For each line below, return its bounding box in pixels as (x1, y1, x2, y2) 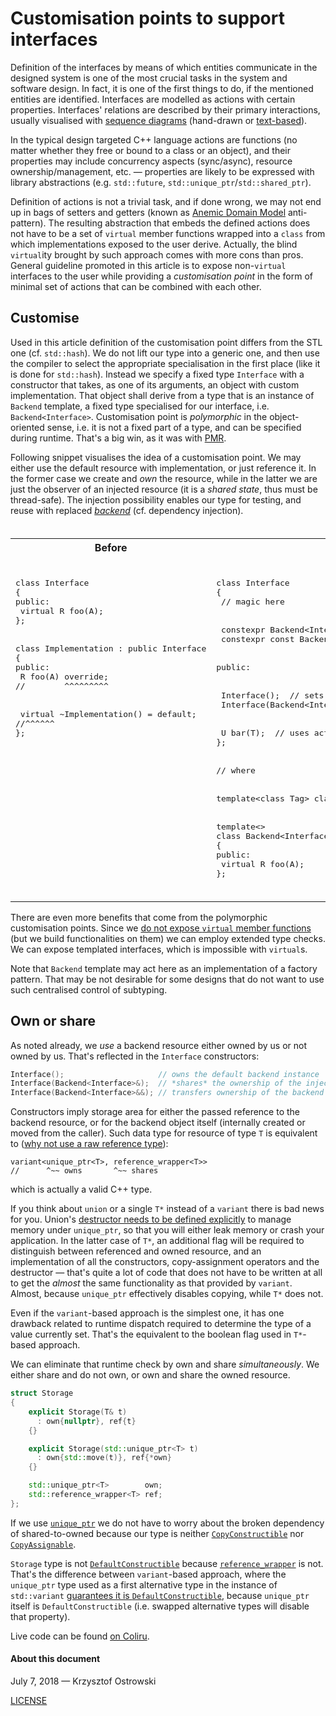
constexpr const (221, 633, 295, 644)
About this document (10, 1653, 101, 1665)
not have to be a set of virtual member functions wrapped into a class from (10, 227, 326, 239)
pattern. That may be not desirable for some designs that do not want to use (10, 973, 325, 985)
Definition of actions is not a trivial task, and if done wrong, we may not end (10, 195, 322, 207)
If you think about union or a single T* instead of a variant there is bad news (10, 1203, 325, 1215)
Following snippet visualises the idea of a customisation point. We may (10, 451, 302, 463)
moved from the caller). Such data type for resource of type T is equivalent (10, 1127, 318, 1139)
